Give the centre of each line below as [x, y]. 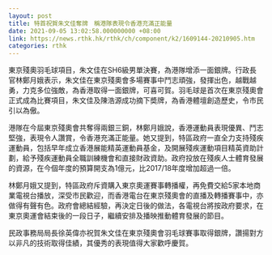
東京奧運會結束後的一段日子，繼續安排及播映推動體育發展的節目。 [118, 216]
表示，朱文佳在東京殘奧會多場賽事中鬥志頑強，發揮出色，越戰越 [150, 80]
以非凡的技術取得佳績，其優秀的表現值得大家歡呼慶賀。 [100, 243]
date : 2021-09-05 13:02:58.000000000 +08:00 [85, 31]
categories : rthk [38, 46]
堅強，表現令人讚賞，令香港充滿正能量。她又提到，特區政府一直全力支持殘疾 [136, 138]
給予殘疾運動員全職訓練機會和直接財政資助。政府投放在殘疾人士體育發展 [143, 158]
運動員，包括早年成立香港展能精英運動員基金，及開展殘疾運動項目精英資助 [132, 148]
